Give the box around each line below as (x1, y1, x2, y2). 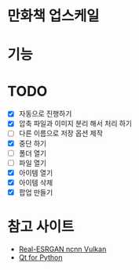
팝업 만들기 (18, 187, 53, 196)
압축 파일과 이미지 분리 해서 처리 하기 (18, 119, 133, 128)
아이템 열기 (18, 167, 53, 177)
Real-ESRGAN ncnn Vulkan (18, 244, 107, 254)
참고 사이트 (7, 218, 75, 236)
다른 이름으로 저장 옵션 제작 (18, 128, 104, 138)
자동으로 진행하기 (18, 109, 72, 118)
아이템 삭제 (18, 178, 53, 187)
